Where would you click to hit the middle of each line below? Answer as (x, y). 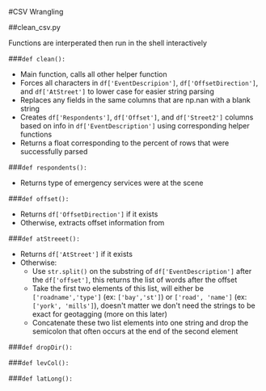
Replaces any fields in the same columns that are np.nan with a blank (135, 100)
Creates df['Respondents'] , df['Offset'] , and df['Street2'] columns (137, 117)
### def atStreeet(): (44, 238)
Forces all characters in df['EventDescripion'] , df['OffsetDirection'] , (139, 83)
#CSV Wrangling (36, 12)
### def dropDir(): (40, 347)
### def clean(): (37, 59)
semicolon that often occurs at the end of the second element (135, 331)
